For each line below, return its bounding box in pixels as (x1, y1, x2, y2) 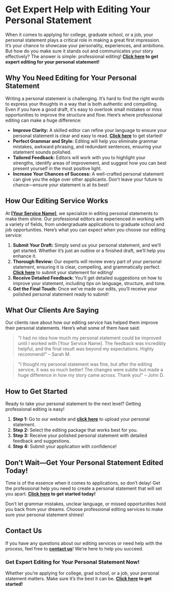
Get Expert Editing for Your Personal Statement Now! (5, 558, 140, 565)
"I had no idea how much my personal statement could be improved (17, 335, 162, 341)
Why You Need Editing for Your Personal (5, 73, 137, 83)
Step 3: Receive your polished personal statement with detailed (12, 432, 147, 439)
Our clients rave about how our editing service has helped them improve (5, 319, 158, 326)
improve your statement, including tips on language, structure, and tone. (12, 280, 166, 286)
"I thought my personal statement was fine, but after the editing (17, 361, 152, 368)
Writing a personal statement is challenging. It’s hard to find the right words (5, 95, 164, 101)
